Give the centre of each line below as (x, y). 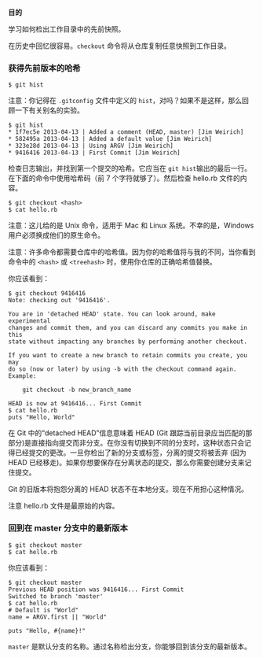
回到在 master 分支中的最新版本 (68, 528)
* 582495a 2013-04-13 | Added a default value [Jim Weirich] (110, 139)
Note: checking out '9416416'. (59, 301)
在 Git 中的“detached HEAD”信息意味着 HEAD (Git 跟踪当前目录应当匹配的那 (130, 433)
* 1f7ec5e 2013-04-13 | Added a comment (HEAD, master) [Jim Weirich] (126, 132)
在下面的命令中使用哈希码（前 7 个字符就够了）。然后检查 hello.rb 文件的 (124, 178)
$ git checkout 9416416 (47, 294)
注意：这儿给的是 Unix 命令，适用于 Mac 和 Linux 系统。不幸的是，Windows (131, 225)
